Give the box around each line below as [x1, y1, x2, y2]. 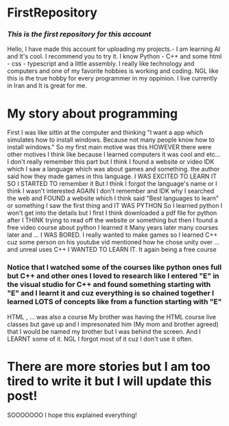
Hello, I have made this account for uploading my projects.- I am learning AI [7, 45, 221, 53]
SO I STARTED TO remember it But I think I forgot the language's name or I [7, 180, 217, 188]
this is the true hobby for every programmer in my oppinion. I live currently [7, 74, 217, 83]
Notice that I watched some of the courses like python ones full [7, 263, 222, 273]
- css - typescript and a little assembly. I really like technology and [7, 60, 195, 68]
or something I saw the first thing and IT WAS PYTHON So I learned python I [7, 202, 223, 210]
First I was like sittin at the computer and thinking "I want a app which [7, 129, 204, 137]
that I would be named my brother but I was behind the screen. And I [7, 327, 201, 335]
